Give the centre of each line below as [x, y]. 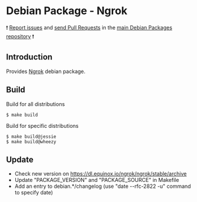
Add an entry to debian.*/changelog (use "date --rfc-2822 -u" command [103, 186]
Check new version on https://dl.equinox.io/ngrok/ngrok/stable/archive [101, 174]
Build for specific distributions [42, 125]
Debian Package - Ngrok [67, 11]
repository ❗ [20, 36]
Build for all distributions [36, 104]
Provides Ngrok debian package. [46, 71]
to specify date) [34, 193]
